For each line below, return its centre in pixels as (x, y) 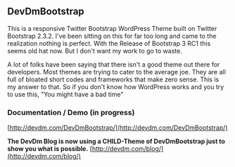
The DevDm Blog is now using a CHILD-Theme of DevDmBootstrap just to (116, 141)
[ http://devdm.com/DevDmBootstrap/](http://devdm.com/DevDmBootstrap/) (118, 128)
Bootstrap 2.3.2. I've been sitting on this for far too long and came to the (112, 36)
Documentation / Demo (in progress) (71, 112)
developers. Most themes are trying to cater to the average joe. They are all (117, 72)
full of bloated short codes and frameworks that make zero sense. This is (113, 79)
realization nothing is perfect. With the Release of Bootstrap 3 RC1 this (109, 43)
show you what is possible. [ (50, 149)
